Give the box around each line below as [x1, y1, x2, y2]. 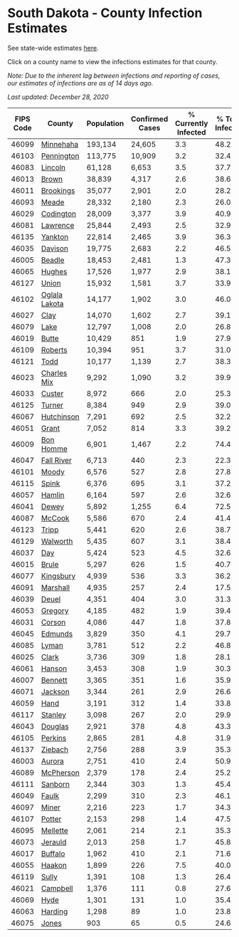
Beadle [41, 255, 65, 265]
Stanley [41, 710, 66, 720]
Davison [41, 244, 69, 253]
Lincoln [41, 162, 66, 172]
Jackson [41, 686, 70, 696]
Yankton [41, 231, 69, 241]
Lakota [41, 298, 64, 308]
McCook [41, 513, 70, 523]
